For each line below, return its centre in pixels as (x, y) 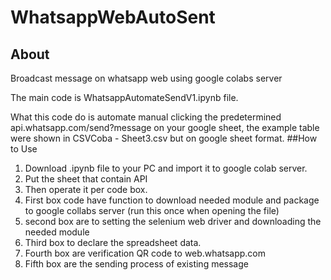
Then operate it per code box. (86, 189)
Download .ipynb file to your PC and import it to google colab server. (166, 168)
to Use (24, 149)
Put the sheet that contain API (86, 179)
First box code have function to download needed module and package (172, 200)
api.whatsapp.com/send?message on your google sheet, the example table (165, 127)
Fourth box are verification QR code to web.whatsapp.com (145, 253)
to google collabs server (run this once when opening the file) (152, 210)
